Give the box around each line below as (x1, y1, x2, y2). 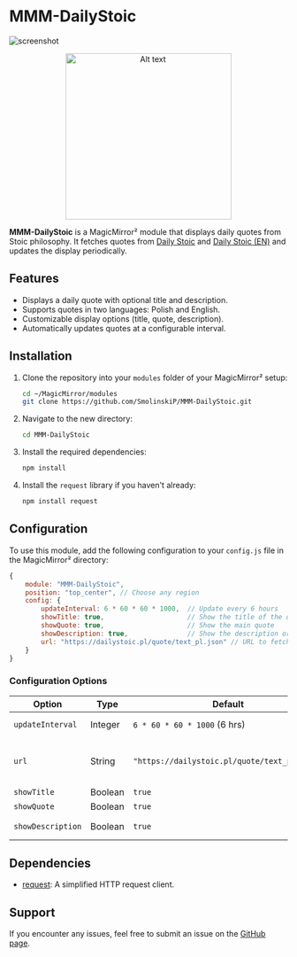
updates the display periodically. (9, 245, 127, 256)
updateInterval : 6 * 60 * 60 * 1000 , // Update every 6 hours (41, 604, 279, 613)
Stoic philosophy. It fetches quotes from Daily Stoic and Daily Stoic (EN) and (9, 236, 286, 246)
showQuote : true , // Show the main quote (41, 621, 275, 630)
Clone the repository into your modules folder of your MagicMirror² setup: (21, 372, 288, 383)
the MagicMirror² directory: (9, 554, 109, 564)
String (89, 755, 116, 767)
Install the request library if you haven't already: (21, 480, 196, 491)
